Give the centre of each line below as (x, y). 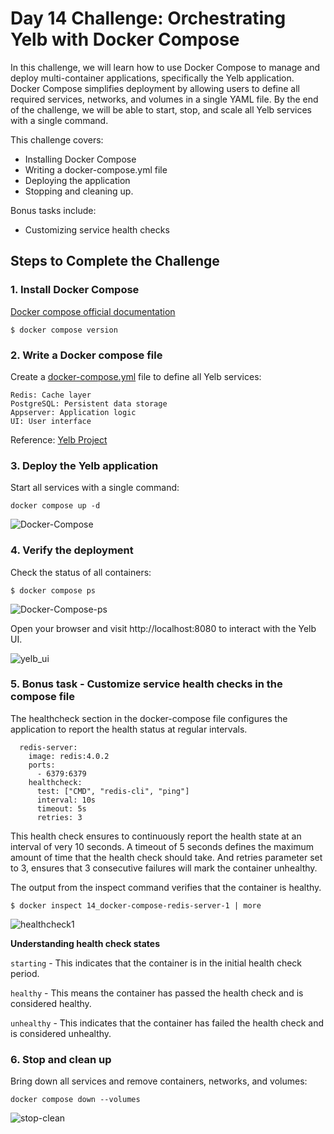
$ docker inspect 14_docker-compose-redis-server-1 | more (136, 905)
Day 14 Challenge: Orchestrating (148, 18)
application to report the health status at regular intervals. (129, 729)
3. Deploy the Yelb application (84, 465)
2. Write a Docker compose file (86, 355)
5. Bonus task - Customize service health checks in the (146, 684)
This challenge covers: (57, 139)
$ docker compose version (64, 330)
